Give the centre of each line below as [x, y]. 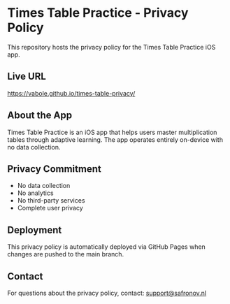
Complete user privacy [50, 208]
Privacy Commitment [54, 169]
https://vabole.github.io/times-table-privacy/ [71, 93]
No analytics [35, 193]
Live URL [27, 77]
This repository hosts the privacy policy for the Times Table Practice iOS [112, 47]
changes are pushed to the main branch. [66, 254]
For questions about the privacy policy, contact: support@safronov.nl [107, 293]
